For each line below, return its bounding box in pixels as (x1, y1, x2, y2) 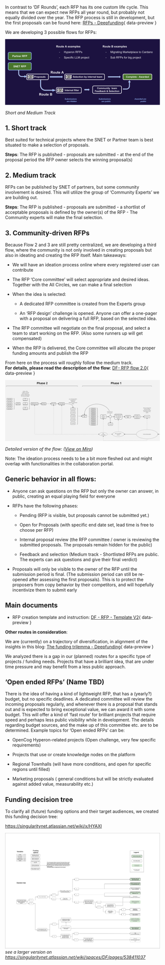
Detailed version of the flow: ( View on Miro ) (5, 446, 93, 452)
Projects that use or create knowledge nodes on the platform (12, 752, 136, 758)
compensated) (12, 336, 42, 341)
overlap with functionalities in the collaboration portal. (5, 460, 114, 466)
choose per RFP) (19, 527, 54, 533)
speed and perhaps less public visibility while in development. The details (5, 717, 154, 723)
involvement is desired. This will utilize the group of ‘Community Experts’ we (5, 189, 160, 196)
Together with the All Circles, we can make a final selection (12, 282, 132, 288)
